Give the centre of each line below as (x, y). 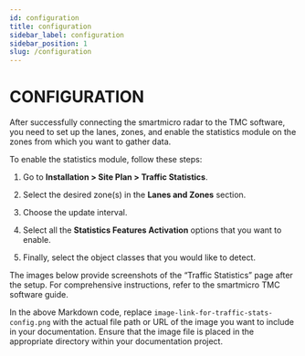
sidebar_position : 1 (49, 43)
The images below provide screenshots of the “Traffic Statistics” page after (152, 276)
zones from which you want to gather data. (90, 141)
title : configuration (51, 26)
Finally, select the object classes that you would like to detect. (139, 257)
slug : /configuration (51, 52)
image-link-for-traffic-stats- (213, 313)
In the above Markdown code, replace (81, 312)
